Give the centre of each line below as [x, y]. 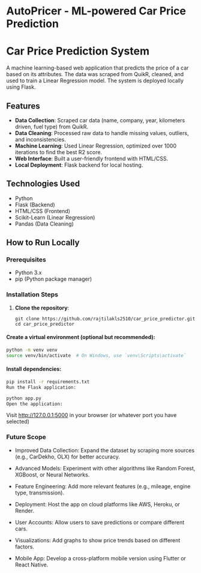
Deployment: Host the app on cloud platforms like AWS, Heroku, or [97, 504]
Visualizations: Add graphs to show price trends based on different [97, 540]
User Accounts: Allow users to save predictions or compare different [100, 522]
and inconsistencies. [40, 139]
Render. [25, 511]
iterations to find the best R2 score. [58, 152]
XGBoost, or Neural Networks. [52, 475]
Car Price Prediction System [78, 51]
